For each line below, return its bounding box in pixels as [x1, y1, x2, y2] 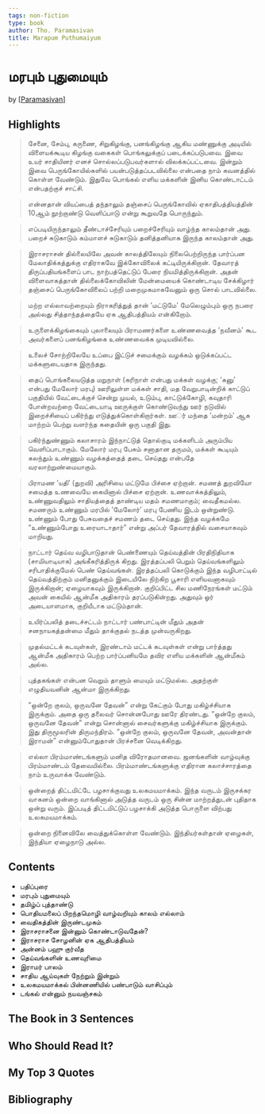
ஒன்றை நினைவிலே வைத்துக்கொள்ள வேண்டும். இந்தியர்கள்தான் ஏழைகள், [27, 828, 254, 837]
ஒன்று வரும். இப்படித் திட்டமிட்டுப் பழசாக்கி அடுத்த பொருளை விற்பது [27, 803, 232, 812]
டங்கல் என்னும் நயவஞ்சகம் [19, 989, 102, 998]
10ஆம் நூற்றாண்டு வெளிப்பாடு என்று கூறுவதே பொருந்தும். [27, 208, 204, 217]
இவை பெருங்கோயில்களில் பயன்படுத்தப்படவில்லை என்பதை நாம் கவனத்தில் [27, 166, 255, 175]
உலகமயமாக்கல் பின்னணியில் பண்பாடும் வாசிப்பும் [19, 979, 173, 989]
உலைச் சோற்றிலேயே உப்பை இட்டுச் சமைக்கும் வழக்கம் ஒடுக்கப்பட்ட [27, 350, 232, 359]
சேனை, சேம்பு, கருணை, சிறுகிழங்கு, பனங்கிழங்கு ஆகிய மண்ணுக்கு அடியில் [27, 139, 252, 148]
